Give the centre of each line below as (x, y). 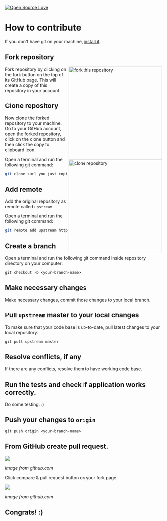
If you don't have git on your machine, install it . (53, 41)
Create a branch (31, 246)
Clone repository (32, 106)
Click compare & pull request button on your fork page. (61, 477)
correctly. (21, 392)
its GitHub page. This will (31, 80)
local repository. (22, 332)
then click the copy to (27, 144)
